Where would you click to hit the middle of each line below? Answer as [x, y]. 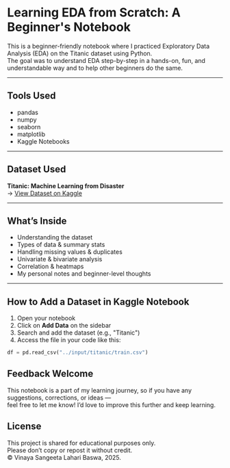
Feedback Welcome [50, 374]
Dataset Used [37, 169]
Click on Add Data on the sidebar [64, 326]
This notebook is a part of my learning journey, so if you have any [100, 390]
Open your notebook [46, 318]
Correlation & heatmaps [50, 266]
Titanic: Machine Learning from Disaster [66, 185]
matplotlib [31, 134]
